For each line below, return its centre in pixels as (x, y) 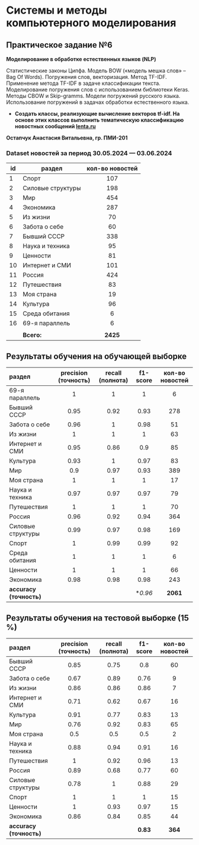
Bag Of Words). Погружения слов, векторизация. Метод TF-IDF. (86, 77)
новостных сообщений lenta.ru (55, 126)
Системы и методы (57, 10)
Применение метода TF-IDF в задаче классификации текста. (84, 83)
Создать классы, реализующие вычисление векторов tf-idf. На (97, 114)
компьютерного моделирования (91, 23)
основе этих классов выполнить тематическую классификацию (99, 120)
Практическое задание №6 (59, 45)
